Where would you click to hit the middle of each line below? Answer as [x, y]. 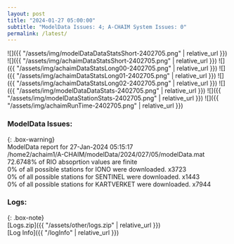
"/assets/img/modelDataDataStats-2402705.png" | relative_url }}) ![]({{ [119, 91]
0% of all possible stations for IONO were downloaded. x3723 [97, 169]
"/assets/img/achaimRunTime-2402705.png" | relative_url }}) [96, 105]
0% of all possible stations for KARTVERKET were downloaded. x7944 [109, 184]
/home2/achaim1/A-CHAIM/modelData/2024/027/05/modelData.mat [106, 154]
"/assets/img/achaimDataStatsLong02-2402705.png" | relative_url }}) [117, 83]
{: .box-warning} [31, 139]
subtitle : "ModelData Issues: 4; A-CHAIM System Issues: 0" [97, 27]
